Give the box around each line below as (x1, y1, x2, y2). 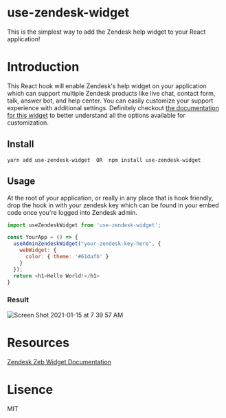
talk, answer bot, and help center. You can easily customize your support (7, 96, 214, 105)
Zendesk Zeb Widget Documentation (7, 357, 112, 366)
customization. (7, 118, 49, 127)
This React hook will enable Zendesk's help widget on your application (7, 81, 207, 90)
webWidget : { (19, 247, 57, 254)
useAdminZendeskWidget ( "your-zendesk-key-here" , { (13, 240, 161, 247)
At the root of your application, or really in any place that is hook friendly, (7, 194, 214, 202)
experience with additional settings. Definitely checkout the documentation (7, 103, 220, 112)
